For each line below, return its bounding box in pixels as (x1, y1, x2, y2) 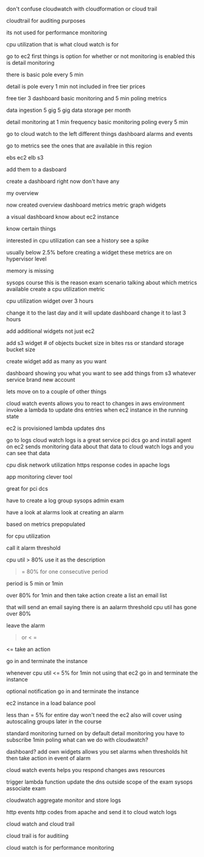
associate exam (6, 785, 46, 792)
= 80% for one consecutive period (21, 568, 108, 575)
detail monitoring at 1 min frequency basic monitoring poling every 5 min (6, 119, 188, 125)
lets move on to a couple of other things (6, 388, 107, 395)
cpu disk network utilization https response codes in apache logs (6, 461, 170, 469)
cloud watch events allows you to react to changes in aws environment (6, 400, 185, 407)
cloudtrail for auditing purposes (6, 17, 86, 24)
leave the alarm (6, 622, 45, 629)
